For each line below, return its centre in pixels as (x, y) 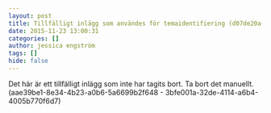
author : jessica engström (52, 46)
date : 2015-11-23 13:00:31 (54, 31)
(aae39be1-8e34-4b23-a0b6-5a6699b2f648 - (86, 92)
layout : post (30, 16)
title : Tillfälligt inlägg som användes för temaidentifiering (117, 23)
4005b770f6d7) (35, 101)
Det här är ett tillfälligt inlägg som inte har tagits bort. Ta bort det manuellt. (131, 84)
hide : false (28, 61)
